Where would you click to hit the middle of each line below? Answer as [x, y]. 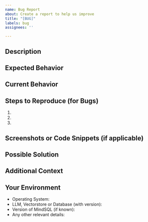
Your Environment [33, 187]
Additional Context [34, 171]
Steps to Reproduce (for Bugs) [52, 101]
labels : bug [17, 23]
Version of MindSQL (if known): [43, 209]
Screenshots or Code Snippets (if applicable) [74, 138]
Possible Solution [32, 154]
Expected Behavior [34, 68]
